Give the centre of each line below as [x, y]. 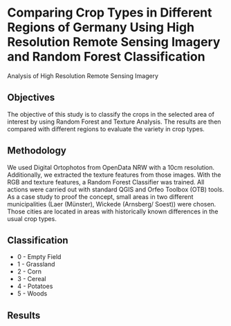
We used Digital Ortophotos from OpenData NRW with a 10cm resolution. [111, 167]
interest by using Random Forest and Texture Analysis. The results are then [114, 122]
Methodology [37, 151]
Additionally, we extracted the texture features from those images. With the [114, 175]
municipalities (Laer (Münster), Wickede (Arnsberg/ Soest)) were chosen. [112, 204]
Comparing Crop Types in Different [110, 13]
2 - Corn [29, 271]
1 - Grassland [36, 265]
